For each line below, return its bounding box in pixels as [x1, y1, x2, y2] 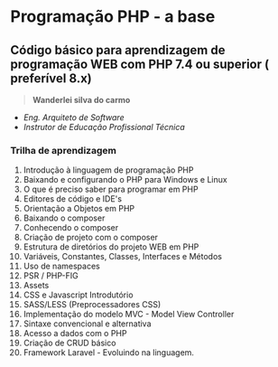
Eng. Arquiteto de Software [23, 112, 125, 123]
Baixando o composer [23, 212, 106, 223]
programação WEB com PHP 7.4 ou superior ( [10, 56, 270, 71]
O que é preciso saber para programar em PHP [23, 183, 199, 195]
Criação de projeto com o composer [23, 232, 159, 243]
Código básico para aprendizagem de [10, 42, 226, 58]
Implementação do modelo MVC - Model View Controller [23, 309, 235, 320]
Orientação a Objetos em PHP [23, 203, 135, 214]
